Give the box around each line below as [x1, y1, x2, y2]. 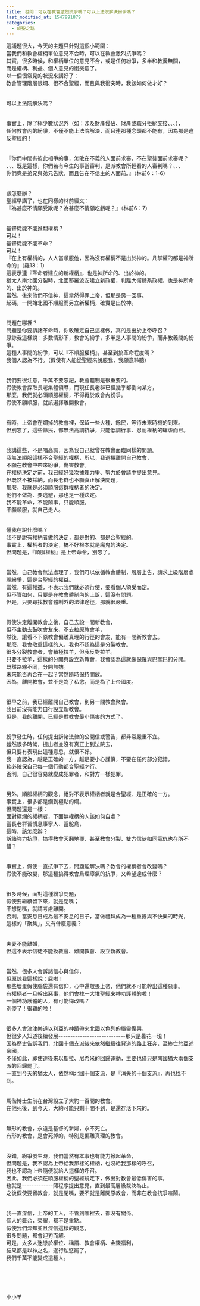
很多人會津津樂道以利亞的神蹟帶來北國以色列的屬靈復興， [6, 1025, 147, 1032]
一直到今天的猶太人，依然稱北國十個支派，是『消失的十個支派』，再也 [6, 1070, 176, 1077]
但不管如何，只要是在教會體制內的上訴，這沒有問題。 [6, 591, 137, 599]
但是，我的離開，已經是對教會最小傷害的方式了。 [6, 713, 126, 721]
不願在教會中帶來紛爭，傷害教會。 [6, 462, 90, 469]
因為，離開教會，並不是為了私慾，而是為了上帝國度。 [6, 678, 137, 685]
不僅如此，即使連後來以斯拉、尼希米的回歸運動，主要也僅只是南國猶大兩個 [6, 1055, 189, 1062]
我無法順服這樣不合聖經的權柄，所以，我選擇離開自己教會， [6, 454, 152, 462]
